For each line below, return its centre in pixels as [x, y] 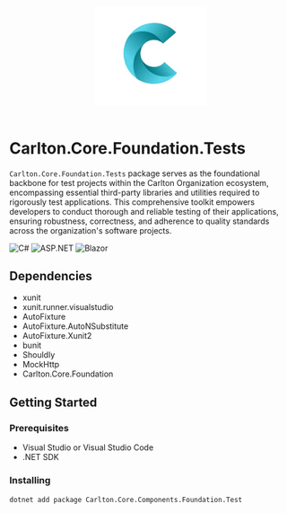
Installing [30, 481]
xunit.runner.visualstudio [68, 307]
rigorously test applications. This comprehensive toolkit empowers [132, 202]
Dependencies [51, 276]
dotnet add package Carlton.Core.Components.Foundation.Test [126, 500]
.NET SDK [41, 457]
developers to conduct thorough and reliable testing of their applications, [144, 211]
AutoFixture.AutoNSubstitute [75, 326]
